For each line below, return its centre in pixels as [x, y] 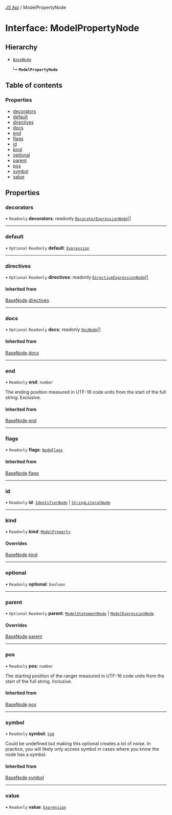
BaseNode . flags [22, 473]
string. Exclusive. [23, 397]
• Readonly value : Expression [36, 807]
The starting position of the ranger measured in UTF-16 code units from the [85, 676]
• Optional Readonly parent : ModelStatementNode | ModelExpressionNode [80, 613]
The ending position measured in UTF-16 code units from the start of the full [86, 392]
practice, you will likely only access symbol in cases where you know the [82, 749]
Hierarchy [21, 47]
